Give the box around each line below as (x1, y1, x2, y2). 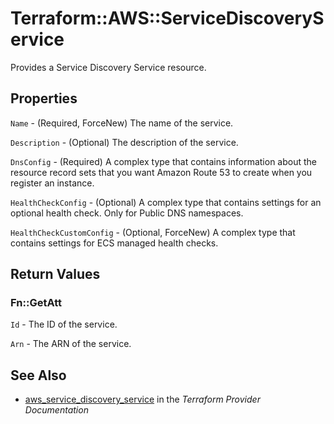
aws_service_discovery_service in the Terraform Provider (24, 393, 261, 406)
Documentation (24, 404, 89, 416)
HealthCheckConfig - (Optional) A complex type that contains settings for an (10, 196, 322, 208)
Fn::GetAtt (10, 296, 62, 310)
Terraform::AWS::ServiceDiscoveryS (10, 7, 325, 30)
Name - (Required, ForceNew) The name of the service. (10, 117, 234, 129)
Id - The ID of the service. (10, 318, 118, 331)
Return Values (10, 266, 101, 283)
